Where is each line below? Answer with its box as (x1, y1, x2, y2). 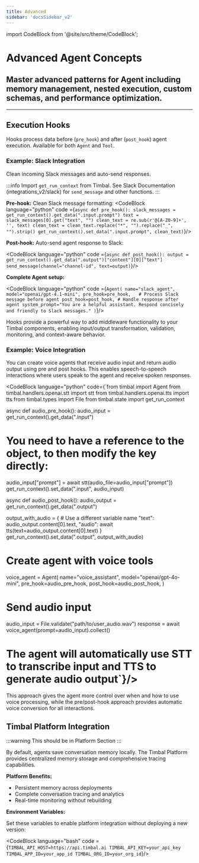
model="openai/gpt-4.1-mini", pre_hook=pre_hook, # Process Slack (6, 291, 179, 297)
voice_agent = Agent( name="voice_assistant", (6, 574, 120, 581)
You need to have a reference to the (6, 434, 185, 447)
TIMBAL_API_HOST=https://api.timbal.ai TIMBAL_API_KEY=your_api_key (8, 845, 181, 851)
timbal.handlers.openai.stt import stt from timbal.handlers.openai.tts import (6, 389, 190, 397)
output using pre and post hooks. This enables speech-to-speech (6, 365, 167, 372)
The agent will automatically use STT (6, 647, 192, 661)
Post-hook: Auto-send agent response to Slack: (6, 239, 124, 246)
